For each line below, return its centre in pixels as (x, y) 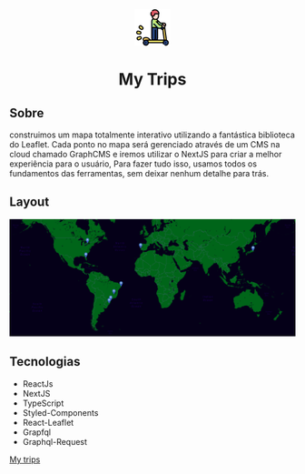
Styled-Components (60, 412)
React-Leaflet (48, 422)
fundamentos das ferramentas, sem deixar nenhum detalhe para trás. (139, 173)
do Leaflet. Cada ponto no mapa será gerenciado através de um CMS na (145, 144)
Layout (30, 202)
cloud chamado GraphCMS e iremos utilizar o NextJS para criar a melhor (146, 154)
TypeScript (43, 403)
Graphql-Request (55, 441)
